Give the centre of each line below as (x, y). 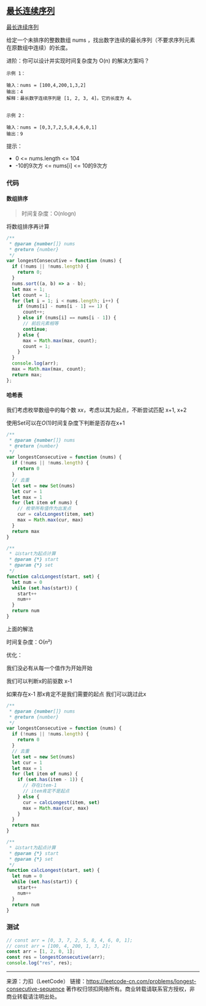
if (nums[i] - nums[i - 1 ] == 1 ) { (63, 306)
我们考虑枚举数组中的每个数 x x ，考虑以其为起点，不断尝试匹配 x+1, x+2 (97, 410)
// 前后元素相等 (40, 323)
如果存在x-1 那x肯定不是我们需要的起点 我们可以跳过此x (76, 694)
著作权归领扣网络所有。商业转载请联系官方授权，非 (130, 989)
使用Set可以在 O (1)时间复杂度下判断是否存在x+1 (66, 423)
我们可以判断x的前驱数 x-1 (39, 681)
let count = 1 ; (31, 295)
